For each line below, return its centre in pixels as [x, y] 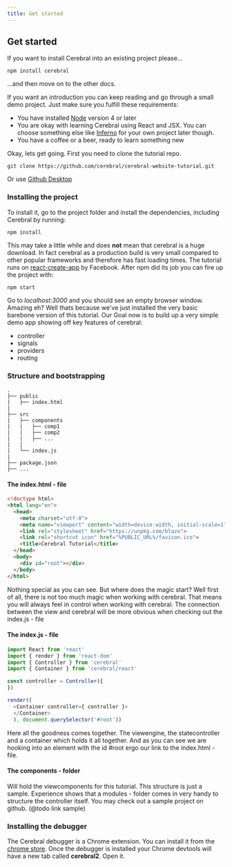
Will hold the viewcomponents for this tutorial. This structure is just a [105, 786]
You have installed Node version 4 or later [77, 118]
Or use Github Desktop [40, 179]
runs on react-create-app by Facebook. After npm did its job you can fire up [115, 267]
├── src [18, 414]
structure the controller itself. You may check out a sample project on [105, 800]
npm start [21, 287]
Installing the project [42, 197]
